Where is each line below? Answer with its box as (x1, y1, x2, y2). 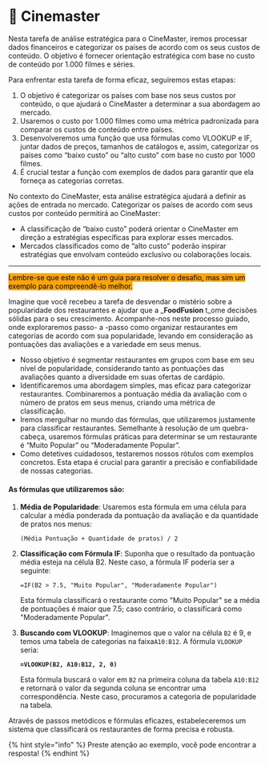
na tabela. (19, 700, 54, 710)
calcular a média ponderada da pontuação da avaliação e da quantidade (19, 511, 259, 520)
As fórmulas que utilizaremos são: (8, 484, 125, 494)
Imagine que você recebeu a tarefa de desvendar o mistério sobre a (8, 296, 232, 306)
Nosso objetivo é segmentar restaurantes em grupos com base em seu (19, 355, 255, 365)
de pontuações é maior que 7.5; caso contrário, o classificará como (19, 604, 243, 613)
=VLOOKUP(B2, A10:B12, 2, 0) (19, 661, 118, 669)
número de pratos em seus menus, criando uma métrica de (19, 397, 216, 407)
